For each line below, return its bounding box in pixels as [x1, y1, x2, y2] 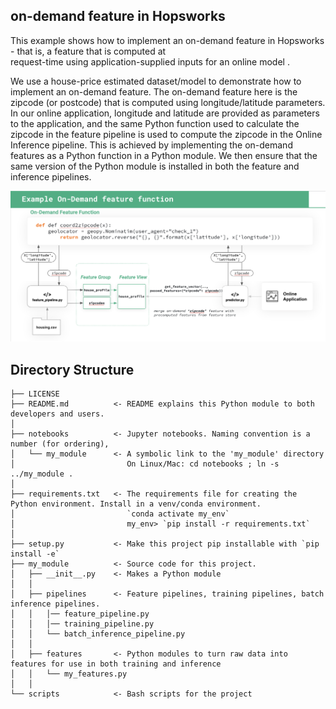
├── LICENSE [10, 389, 60, 399]
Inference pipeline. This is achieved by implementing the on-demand [10, 139, 293, 151]
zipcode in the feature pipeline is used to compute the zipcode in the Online [10, 128, 323, 140]
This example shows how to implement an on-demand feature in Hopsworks [10, 34, 325, 46]
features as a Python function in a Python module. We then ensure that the [10, 149, 318, 161]
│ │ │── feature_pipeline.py [10, 609, 150, 619]
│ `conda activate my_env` [10, 509, 230, 519]
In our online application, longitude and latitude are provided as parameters [10, 107, 320, 119]
